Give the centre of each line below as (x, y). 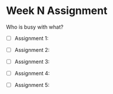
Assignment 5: (32, 85)
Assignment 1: (31, 38)
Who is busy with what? (35, 27)
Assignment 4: (32, 74)
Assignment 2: (32, 50)
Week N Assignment (57, 11)
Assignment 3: (32, 62)
